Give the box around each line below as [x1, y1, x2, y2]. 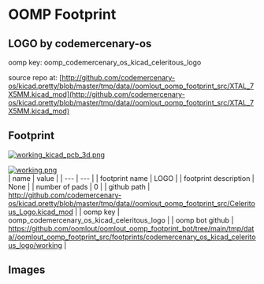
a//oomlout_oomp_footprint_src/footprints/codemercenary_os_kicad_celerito [8, 232, 256, 242]
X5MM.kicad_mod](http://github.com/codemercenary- [8, 90, 185, 99]
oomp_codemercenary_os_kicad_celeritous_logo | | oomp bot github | [8, 215, 234, 225]
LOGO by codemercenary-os [8, 37, 152, 50]
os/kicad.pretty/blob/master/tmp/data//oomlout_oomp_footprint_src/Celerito [8, 198, 256, 208]
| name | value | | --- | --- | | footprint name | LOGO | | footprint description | [8, 173, 255, 183]
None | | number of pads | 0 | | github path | [8, 182, 151, 191]
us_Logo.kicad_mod [8, 207, 73, 216]
